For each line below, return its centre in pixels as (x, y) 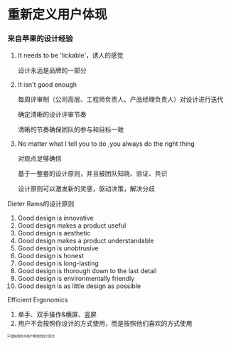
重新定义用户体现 (58, 15)
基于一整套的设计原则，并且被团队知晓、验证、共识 (92, 174)
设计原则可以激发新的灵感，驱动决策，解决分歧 (86, 189)
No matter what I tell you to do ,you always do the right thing (106, 144)
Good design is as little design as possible (79, 286)
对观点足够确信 (39, 159)
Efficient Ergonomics (38, 300)
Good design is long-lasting (58, 263)
